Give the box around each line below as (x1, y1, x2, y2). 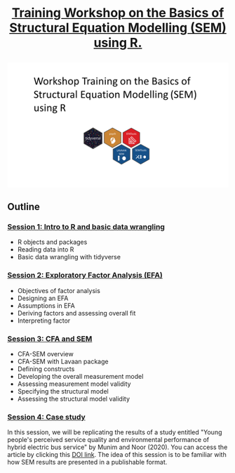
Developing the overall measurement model (17, 372, 144, 380)
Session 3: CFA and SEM (7, 334, 93, 344)
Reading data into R (17, 245, 74, 254)
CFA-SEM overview (17, 349, 74, 358)
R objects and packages (17, 238, 88, 247)
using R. (93, 35, 142, 51)
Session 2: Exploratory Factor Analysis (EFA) (7, 271, 163, 280)
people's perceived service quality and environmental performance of (7, 436, 210, 444)
